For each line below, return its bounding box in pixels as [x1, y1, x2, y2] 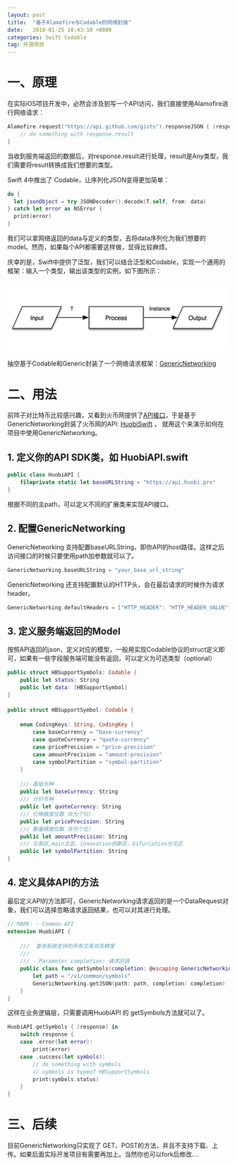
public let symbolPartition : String [20, 848, 128, 855]
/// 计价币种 [20, 796, 54, 803]
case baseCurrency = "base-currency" [32, 729, 143, 736]
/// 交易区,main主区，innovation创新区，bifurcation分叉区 [20, 840, 183, 847]
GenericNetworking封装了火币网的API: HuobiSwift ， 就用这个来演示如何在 [7, 420, 224, 429]
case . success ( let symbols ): [20, 1053, 106, 1061]
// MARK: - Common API [7, 920, 74, 928]
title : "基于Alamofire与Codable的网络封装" [7, 18, 132, 26]
